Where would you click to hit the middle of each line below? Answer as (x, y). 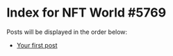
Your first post (37, 45)
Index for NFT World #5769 (86, 13)
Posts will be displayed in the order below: (67, 32)
